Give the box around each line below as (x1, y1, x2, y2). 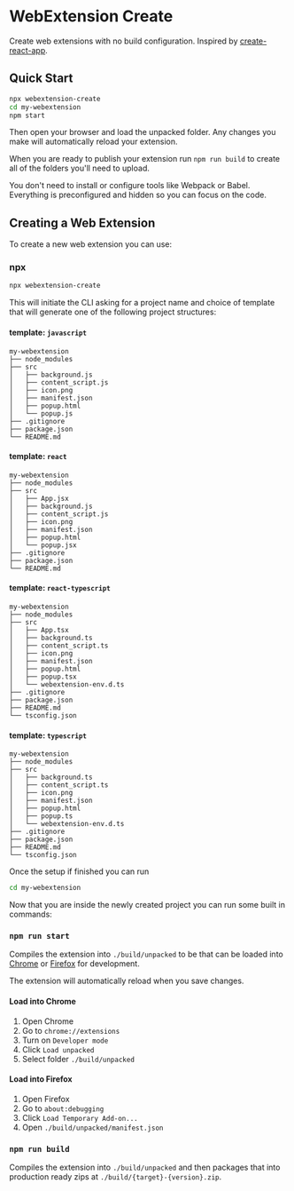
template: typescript (9, 730, 87, 741)
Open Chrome (21, 1015, 73, 1027)
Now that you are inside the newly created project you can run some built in (9, 900, 286, 910)
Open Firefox (21, 1093, 70, 1104)
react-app (9, 44, 46, 55)
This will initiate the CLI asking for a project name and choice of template (9, 298, 275, 308)
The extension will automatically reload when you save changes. (9, 975, 244, 987)
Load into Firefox (9, 1074, 73, 1084)
